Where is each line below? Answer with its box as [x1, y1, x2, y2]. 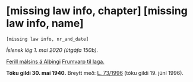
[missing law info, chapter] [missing [6, 4, 188, 18]
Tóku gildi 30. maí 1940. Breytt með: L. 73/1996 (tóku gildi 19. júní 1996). [6, 69, 184, 76]
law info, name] [6, 17, 84, 30]
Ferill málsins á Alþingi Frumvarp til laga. [6, 58, 105, 65]
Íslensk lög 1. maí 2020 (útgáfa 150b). [6, 46, 99, 54]
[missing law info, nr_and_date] [6, 36, 89, 42]
